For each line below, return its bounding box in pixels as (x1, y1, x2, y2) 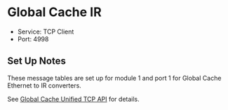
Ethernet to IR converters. (7, 81, 82, 90)
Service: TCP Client (17, 27, 74, 36)
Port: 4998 (17, 34, 49, 43)
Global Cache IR (7, 4, 102, 20)
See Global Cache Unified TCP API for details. (7, 95, 140, 103)
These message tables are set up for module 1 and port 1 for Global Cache (7, 74, 222, 82)
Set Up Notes (7, 55, 67, 67)
